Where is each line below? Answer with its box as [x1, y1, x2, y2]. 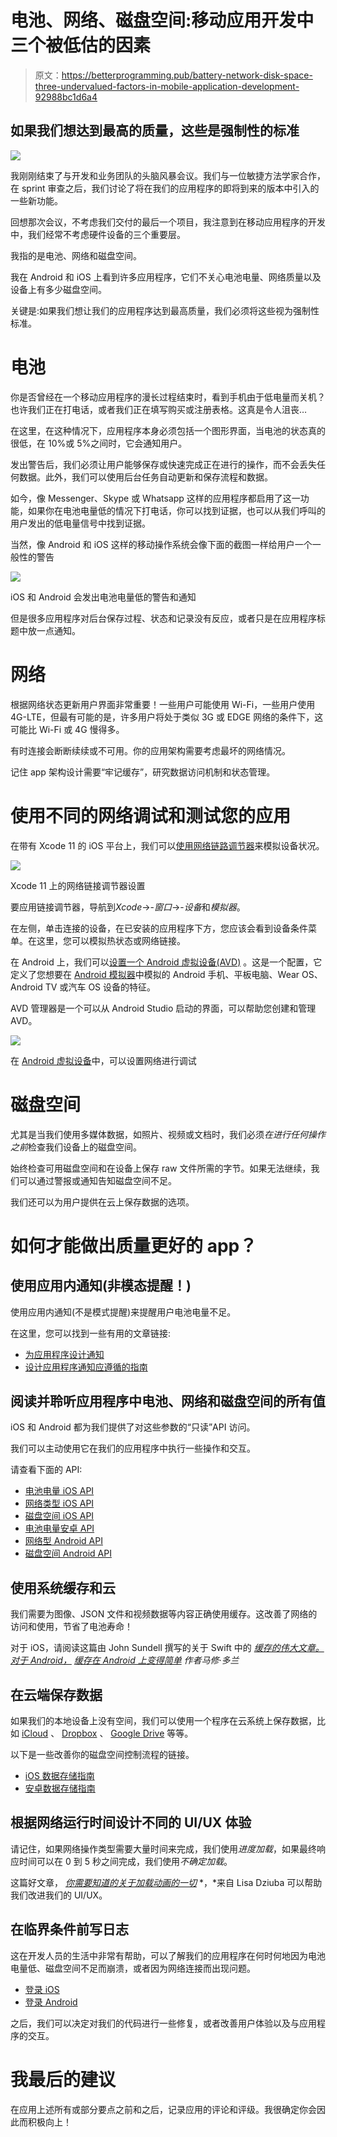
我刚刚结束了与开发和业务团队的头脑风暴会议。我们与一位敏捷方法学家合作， [10, 169, 326, 181]
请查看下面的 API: [10, 1464, 83, 1476]
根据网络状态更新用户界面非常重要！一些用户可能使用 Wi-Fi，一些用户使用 [10, 698, 316, 710]
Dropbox [61, 1727, 98, 1739]
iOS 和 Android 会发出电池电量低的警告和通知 [10, 591, 197, 603]
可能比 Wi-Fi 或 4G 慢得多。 [10, 723, 125, 735]
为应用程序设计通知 [24, 1348, 105, 1360]
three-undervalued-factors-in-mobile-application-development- [34, 80, 300, 92]
